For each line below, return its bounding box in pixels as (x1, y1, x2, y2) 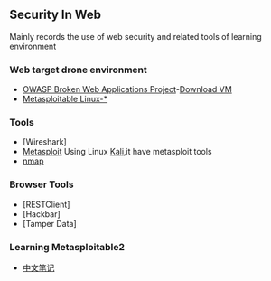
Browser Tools (9, 178, 74, 191)
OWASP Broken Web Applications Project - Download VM (22, 84, 232, 95)
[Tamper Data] (22, 218, 77, 229)
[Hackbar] (22, 208, 61, 220)
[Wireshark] (22, 136, 68, 147)
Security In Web (9, 7, 102, 23)
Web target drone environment (9, 63, 147, 76)
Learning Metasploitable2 (9, 240, 125, 253)
